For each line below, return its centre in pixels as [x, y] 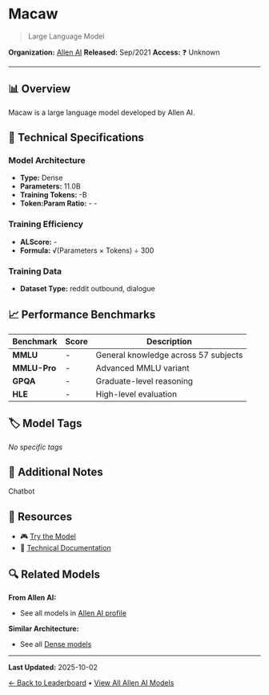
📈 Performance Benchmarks [82, 315]
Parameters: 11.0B [50, 186]
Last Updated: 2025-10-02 [53, 668]
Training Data [35, 271]
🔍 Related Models [54, 574]
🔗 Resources [40, 516]
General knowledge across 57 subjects [169, 355]
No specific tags [35, 447]
